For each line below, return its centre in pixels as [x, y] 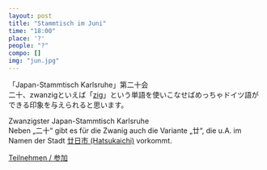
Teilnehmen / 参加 [38, 157]
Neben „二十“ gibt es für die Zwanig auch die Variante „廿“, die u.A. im [125, 131]
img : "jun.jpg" [34, 61]
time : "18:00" [32, 31]
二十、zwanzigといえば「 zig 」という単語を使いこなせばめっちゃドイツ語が [133, 94]
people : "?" [28, 46]
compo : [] [25, 53]
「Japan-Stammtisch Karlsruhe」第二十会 [78, 85]
